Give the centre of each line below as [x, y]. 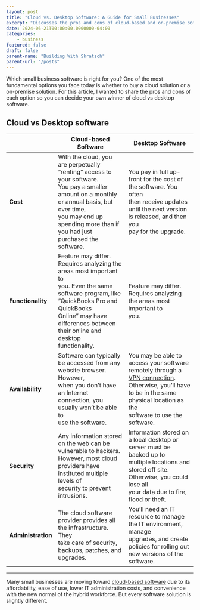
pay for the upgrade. [157, 232]
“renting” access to [85, 172]
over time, [72, 210]
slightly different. [27, 601]
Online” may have [82, 316]
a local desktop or [153, 440]
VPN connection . [152, 378]
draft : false [22, 51]
